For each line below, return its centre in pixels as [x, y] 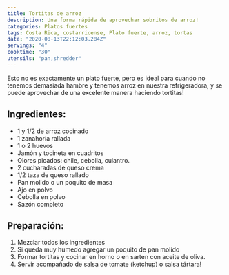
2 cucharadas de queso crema [61, 167]
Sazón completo [40, 204]
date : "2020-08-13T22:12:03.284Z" [57, 39]
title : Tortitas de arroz [44, 13]
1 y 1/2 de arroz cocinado [53, 131]
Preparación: [36, 226]
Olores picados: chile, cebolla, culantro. [73, 160]
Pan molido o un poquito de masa [65, 182]
